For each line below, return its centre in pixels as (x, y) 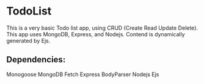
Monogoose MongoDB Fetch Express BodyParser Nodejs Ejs (83, 74)
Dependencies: (36, 60)
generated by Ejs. (28, 40)
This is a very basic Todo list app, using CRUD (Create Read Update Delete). (102, 28)
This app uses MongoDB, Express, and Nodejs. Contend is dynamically (96, 34)
